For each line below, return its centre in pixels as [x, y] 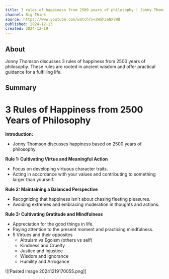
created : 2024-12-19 [27, 29]
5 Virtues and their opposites [43, 235]
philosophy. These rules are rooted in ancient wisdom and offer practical [80, 67]
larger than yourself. [33, 180]
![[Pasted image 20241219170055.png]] [46, 271]
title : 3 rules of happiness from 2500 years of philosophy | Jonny [78, 10]
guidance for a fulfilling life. [33, 72]
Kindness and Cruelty [43, 246]
